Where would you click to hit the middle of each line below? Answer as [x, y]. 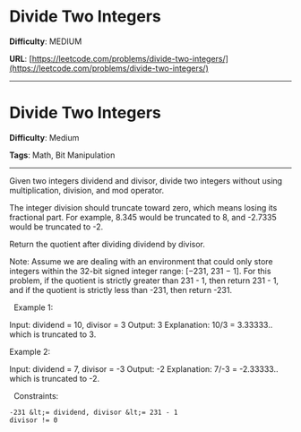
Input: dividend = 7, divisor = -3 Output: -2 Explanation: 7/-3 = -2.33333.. [144, 368]
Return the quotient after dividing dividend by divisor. [107, 244]
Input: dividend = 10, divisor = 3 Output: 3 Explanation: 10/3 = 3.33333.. [141, 324]
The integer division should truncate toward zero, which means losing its [143, 207]
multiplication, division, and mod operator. [87, 190]
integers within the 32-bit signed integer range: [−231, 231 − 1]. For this [140, 271]
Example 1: [33, 307]
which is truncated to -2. [55, 378]
